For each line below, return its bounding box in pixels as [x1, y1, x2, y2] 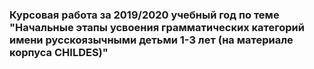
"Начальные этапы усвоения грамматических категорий [9, 20, 305, 34]
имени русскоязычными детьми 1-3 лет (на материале [9, 33, 294, 47]
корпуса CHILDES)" [9, 45, 109, 59]
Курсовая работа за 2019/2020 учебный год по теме [9, 8, 280, 22]
